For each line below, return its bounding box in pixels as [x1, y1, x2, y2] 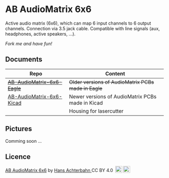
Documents [5, 55, 43, 64]
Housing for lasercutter [68, 107, 124, 114]
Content [105, 70, 125, 77]
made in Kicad [68, 99, 103, 106]
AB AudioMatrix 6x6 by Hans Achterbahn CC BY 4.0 [5, 167, 113, 173]
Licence [5, 152, 31, 161]
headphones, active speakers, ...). [5, 31, 76, 37]
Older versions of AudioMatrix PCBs [68, 78, 154, 85]
